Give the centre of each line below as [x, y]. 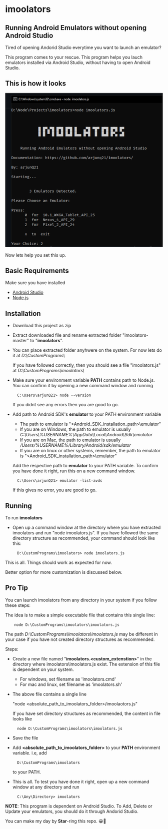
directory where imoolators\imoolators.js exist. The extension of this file [86, 664]
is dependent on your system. [43, 669]
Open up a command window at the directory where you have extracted [86, 527]
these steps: [18, 605]
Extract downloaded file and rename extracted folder [67, 335]
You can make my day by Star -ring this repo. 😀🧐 [56, 821]
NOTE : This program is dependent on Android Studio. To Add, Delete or [79, 806]
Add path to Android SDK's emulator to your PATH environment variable [87, 414]
